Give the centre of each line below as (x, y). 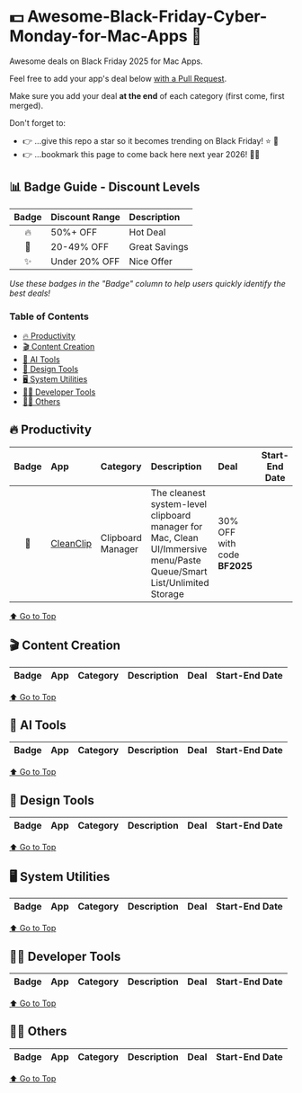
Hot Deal (147, 232)
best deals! (30, 293)
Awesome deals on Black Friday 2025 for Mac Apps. (107, 61)
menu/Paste (176, 560)
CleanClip (71, 543)
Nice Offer (151, 261)
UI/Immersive (179, 548)
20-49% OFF (80, 246)
